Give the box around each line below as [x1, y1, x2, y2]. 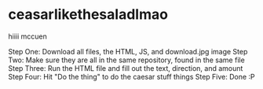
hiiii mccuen [8, 32, 47, 41]
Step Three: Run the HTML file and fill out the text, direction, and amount [8, 63, 243, 72]
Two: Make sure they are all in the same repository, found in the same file [8, 55, 245, 65]
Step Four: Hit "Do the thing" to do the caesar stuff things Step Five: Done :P [8, 72, 255, 81]
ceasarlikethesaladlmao [8, 6, 169, 24]
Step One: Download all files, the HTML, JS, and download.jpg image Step [8, 46, 248, 56]
